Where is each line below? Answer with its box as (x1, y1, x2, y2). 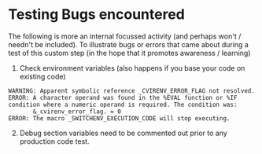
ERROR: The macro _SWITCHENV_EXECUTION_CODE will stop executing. (8, 114, 231, 123)
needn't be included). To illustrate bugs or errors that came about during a (8, 39, 249, 49)
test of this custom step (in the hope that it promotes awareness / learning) (8, 48, 251, 57)
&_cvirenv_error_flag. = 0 (32, 108, 122, 115)
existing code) (19, 71, 66, 81)
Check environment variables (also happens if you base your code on (19, 63, 245, 72)
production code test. (19, 136, 90, 146)
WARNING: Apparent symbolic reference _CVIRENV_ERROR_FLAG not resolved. (8, 86, 256, 95)
